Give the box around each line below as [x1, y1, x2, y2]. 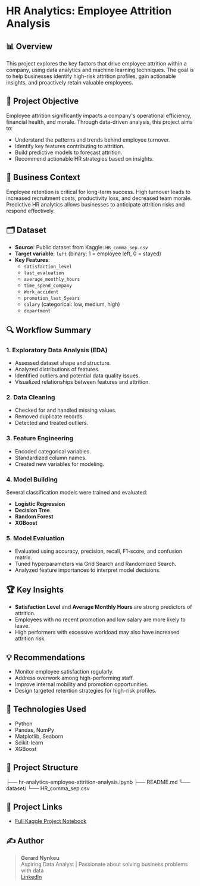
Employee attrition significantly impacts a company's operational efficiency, [6, 112, 192, 119]
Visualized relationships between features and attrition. [14, 378, 151, 386]
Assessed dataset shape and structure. [14, 359, 111, 367]
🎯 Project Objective [6, 96, 79, 107]
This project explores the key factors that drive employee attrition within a [6, 60, 187, 67]
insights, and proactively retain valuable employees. [6, 79, 134, 86]
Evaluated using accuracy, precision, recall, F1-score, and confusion [14, 547, 183, 555]
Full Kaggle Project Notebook [14, 818, 87, 825]
